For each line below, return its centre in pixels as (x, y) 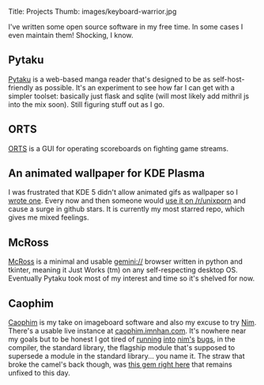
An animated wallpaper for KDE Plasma (107, 173)
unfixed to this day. (39, 373)
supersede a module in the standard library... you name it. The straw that (126, 356)
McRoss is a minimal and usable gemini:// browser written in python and (125, 261)
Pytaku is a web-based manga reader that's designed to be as (109, 79)
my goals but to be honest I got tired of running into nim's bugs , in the (122, 339)
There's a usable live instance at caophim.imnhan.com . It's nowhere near (127, 331)
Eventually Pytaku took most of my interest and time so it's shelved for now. (132, 278)
